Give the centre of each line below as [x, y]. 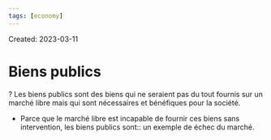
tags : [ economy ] [36, 16]
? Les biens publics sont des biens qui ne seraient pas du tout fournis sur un [136, 94]
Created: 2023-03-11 [43, 39]
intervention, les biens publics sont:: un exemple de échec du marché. [137, 127]
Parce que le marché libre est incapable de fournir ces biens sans [130, 118]
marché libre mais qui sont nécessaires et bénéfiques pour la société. [125, 103]
